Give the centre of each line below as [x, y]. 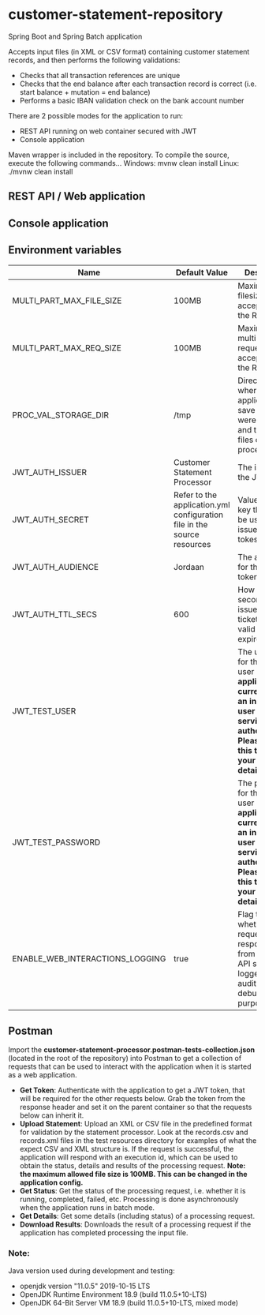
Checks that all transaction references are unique [100, 75]
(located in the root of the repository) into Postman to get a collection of [125, 1058]
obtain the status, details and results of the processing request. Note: [132, 1166]
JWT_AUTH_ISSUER [49, 472]
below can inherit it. [52, 1115]
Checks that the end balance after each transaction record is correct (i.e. [138, 84]
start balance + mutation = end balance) [85, 92]
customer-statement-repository [116, 15]
